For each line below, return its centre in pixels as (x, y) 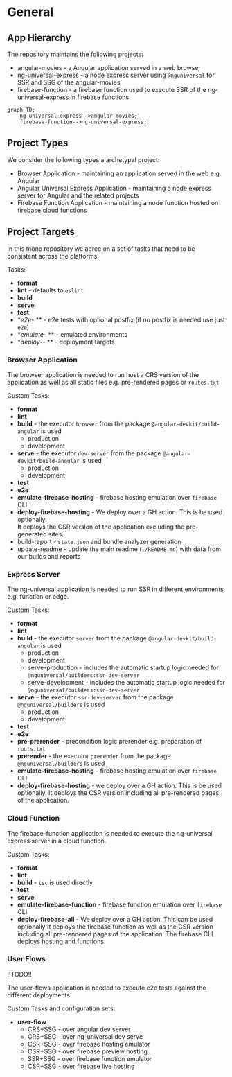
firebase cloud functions (52, 210)
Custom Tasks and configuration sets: (61, 1008)
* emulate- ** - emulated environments (72, 334)
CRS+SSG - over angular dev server (79, 1029)
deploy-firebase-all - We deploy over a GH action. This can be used (115, 919)
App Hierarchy (39, 38)
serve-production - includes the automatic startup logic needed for (123, 668)
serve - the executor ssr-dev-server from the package (96, 697)
